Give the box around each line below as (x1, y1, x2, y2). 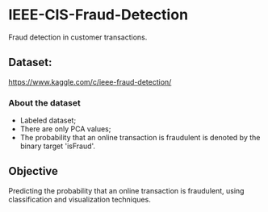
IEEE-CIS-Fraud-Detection (8, 6, 188, 24)
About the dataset (8, 97, 81, 108)
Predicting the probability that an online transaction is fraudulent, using (8, 185, 245, 195)
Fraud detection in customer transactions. (8, 32, 148, 42)
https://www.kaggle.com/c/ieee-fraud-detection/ (8, 77, 172, 86)
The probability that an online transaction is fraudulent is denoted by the (19, 133, 261, 143)
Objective (8, 164, 59, 178)
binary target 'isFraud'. (19, 141, 95, 151)
